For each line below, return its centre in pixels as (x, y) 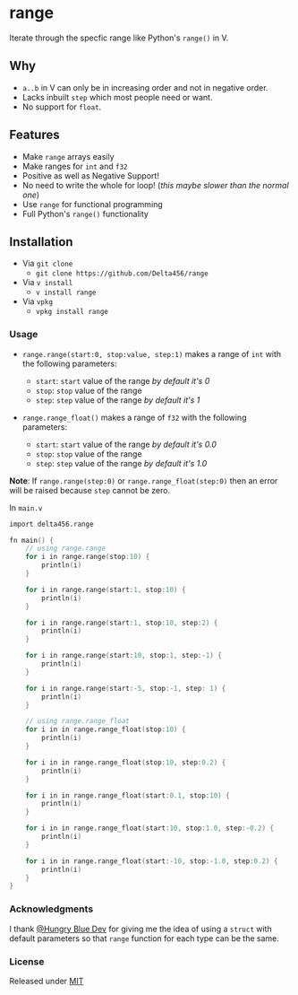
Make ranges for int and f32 (75, 166)
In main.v (26, 507)
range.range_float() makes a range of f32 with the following (134, 417)
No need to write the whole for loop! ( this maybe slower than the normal (155, 185)
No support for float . (62, 107)
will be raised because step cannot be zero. (90, 490)
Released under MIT (47, 981)
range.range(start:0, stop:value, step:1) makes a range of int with (152, 353)
